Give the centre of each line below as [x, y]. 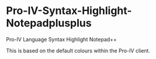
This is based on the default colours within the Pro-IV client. [78, 50]
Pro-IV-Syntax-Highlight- [69, 11]
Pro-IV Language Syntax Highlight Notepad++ [61, 39]
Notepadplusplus [49, 23]
